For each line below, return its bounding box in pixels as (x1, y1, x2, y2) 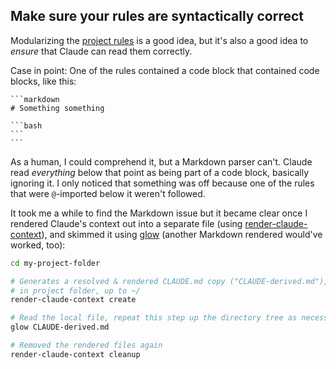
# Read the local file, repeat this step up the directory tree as (10, 313, 298, 323)
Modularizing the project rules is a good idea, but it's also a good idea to (10, 34, 309, 46)
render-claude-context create (10, 295, 137, 305)
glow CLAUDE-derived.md (10, 322, 110, 333)
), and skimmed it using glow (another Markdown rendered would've (41, 228, 323, 240)
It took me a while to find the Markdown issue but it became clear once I (10, 207, 308, 219)
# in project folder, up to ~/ (10, 285, 141, 296)
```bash (10, 120, 43, 131)
